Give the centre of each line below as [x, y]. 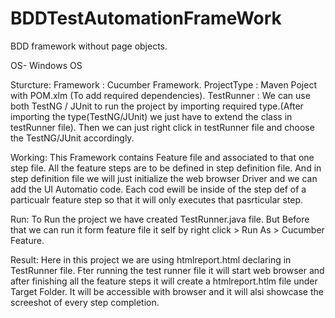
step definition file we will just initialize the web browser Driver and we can [164, 178]
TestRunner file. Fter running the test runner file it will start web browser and [167, 270]
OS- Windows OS [46, 65]
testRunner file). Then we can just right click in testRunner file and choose [162, 127]
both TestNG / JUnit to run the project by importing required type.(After [157, 106]
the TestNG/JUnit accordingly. [72, 138]
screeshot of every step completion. [85, 302]
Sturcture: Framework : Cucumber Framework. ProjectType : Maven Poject [163, 84]
